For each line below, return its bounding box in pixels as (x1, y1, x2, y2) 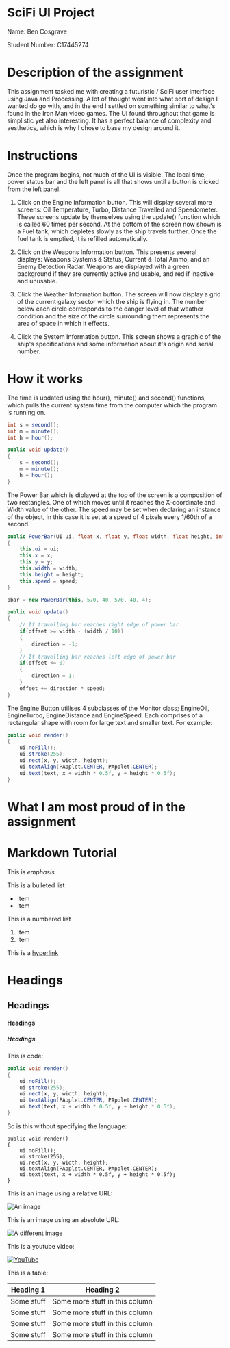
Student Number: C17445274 (7, 40, 89, 49)
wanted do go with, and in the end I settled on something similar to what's (7, 101, 216, 110)
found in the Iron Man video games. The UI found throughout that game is (7, 109, 215, 117)
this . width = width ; (19, 565, 78, 572)
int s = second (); (7, 421, 60, 429)
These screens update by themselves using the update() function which (16, 212, 220, 220)
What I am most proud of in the (7, 799, 186, 815)
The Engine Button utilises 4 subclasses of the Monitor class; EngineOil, (7, 704, 210, 712)
